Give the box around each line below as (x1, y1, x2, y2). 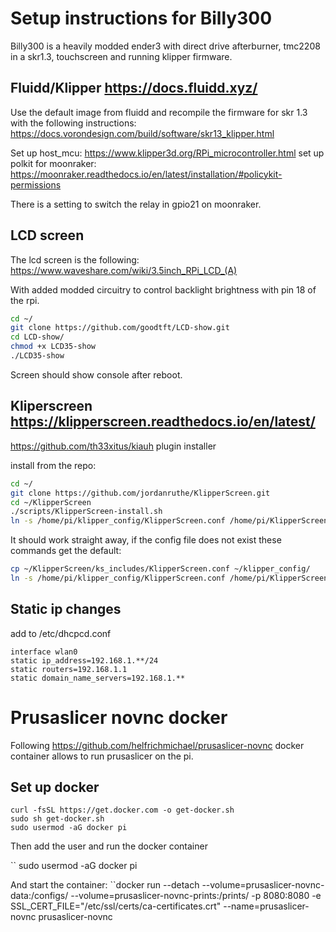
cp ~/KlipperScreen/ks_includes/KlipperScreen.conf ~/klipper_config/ (10, 564, 311, 574)
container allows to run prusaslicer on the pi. (10, 750, 194, 762)
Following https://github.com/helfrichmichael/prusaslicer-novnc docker (10, 739, 305, 751)
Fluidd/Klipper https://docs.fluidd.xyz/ (10, 80, 258, 97)
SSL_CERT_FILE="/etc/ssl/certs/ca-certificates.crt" (10, 900, 222, 912)
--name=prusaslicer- (223, 900, 310, 912)
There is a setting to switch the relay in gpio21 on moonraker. (10, 198, 262, 210)
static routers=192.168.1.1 (10, 664, 128, 674)
